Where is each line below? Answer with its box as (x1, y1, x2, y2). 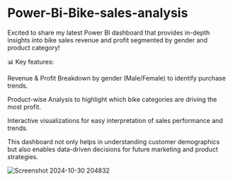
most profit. (7, 103, 41, 111)
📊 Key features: (7, 57, 55, 66)
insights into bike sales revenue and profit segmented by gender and (7, 35, 208, 44)
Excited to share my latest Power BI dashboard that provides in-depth (7, 28, 210, 37)
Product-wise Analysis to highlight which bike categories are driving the (7, 95, 217, 103)
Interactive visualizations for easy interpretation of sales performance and (7, 116, 223, 124)
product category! (7, 43, 60, 52)
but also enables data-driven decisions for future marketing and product (7, 145, 218, 153)
